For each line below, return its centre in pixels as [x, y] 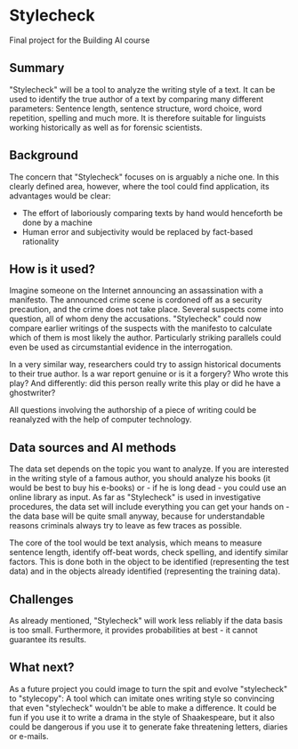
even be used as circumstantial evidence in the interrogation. [121, 347]
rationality [40, 241]
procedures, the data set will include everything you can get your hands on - [149, 507]
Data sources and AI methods [93, 447]
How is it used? [52, 269]
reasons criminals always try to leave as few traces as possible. [126, 526]
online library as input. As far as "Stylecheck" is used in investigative [135, 497]
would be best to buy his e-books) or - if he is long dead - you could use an [148, 488]
